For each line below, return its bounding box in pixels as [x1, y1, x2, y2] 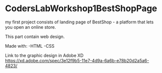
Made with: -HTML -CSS [5, 43, 54, 49]
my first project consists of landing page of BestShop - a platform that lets [5, 19, 154, 25]
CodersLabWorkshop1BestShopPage [5, 3, 157, 14]
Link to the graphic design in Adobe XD [5, 52, 84, 58]
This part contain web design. [5, 34, 65, 39]
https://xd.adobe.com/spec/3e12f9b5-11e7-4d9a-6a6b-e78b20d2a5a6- [5, 57, 149, 63]
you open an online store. [5, 24, 56, 30]
